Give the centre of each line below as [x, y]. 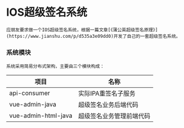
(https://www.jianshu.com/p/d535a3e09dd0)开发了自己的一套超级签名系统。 [93, 36]
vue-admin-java [33, 105]
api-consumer [30, 93]
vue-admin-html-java [41, 116]
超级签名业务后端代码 [108, 105]
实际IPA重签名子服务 [107, 94]
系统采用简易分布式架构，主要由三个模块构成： [55, 67]
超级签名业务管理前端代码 [114, 116]
